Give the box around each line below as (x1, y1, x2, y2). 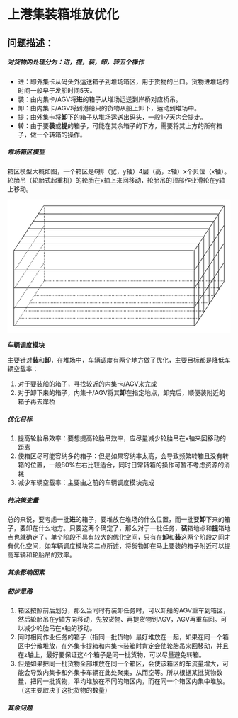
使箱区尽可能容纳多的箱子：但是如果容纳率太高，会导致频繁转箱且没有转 (17, 451, 229, 460)
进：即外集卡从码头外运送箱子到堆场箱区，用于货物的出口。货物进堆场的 (17, 77, 229, 86)
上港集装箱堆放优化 (7, 6, 120, 23)
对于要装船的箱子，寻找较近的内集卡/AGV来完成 (17, 380, 157, 388)
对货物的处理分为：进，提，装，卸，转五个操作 (7, 58, 144, 67)
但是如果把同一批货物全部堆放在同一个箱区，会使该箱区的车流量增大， (17, 659, 223, 668)
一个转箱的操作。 (36, 130, 86, 139)
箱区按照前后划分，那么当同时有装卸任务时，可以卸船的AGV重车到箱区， (17, 606, 229, 615)
